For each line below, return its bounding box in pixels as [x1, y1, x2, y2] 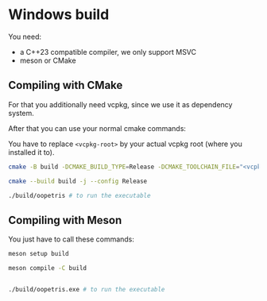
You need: [8, 32, 42, 41]
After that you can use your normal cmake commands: [8, 123, 187, 133]
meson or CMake [19, 56, 77, 65]
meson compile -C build [8, 264, 87, 272]
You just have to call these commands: [8, 234, 135, 244]
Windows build [8, 6, 110, 24]
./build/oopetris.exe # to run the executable [8, 285, 165, 293]
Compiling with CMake [8, 79, 123, 92]
